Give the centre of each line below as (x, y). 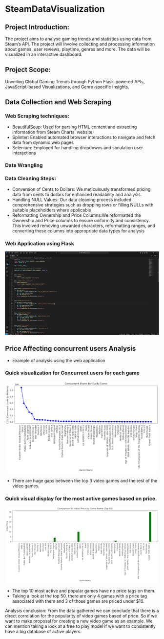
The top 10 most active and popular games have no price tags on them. (84, 591)
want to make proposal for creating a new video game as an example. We (79, 621)
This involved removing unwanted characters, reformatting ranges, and (83, 226)
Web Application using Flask (40, 243)
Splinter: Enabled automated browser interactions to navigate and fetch (84, 137)
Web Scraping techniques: (37, 116)
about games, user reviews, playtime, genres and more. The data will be (78, 49)
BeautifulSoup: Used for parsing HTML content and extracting (74, 127)
